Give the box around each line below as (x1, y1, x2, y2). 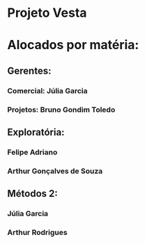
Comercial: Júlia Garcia (7, 86, 88, 95)
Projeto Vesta (7, 5, 87, 21)
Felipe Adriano (7, 147, 58, 157)
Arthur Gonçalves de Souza (7, 166, 103, 176)
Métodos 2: (7, 188, 58, 200)
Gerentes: (7, 65, 52, 76)
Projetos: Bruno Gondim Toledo (7, 104, 116, 114)
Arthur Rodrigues (7, 228, 68, 238)
